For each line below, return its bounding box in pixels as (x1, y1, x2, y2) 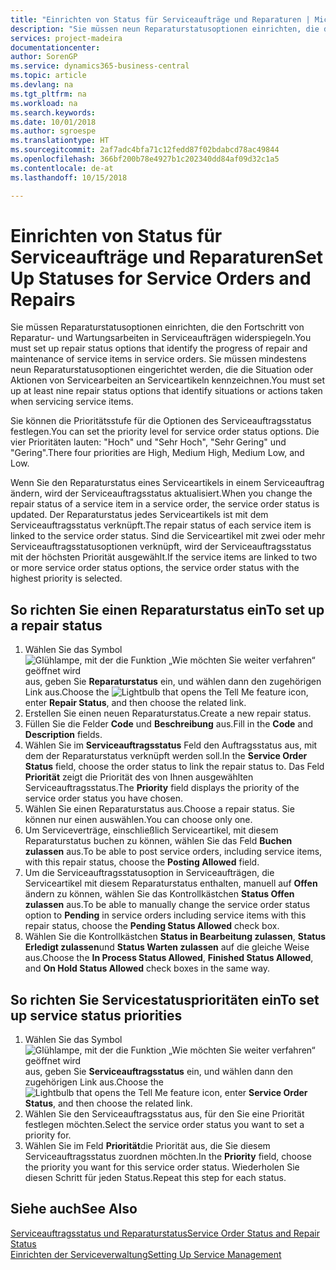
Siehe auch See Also (10, 1201, 138, 1218)
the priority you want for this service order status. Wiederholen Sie (24, 1161, 300, 1173)
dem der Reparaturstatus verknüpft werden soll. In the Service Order (24, 750, 308, 762)
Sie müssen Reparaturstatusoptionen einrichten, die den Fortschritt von (10, 321, 305, 333)
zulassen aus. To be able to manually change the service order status (24, 899, 311, 911)
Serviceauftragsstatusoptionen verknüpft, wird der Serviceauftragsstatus (10, 541, 312, 553)
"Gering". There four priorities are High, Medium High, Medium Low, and (10, 447, 305, 459)
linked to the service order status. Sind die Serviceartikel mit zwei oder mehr (10, 530, 326, 542)
